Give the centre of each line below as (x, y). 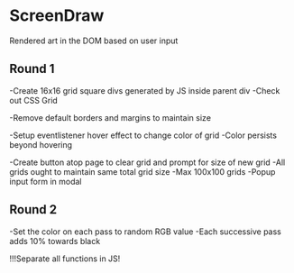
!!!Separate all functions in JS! (65, 259)
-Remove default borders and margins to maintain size (110, 117)
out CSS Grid (34, 100)
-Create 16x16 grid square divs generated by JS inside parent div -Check (145, 90)
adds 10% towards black (55, 241)
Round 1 (32, 69)
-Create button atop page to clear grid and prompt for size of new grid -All (147, 162)
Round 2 (33, 209)
